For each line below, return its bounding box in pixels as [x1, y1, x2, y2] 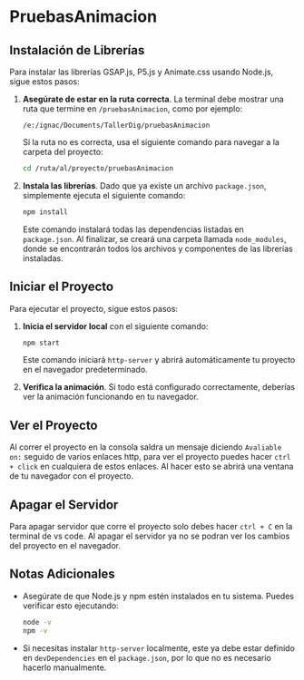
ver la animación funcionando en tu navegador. [22, 392, 200, 403]
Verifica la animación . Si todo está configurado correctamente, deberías [22, 382, 296, 393]
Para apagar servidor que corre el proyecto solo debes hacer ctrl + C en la [9, 521, 293, 532]
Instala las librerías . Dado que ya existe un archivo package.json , [22, 180, 267, 191]
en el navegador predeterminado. [22, 364, 148, 375]
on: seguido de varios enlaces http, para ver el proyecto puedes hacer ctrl [9, 452, 291, 462]
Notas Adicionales [9, 567, 115, 582]
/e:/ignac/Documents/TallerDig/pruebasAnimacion [22, 121, 211, 130]
